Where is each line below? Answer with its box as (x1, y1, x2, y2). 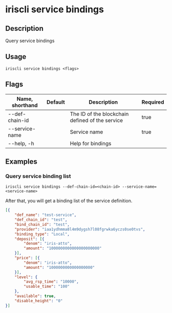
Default (47, 99, 65, 106)
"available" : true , (14, 294, 56, 299)
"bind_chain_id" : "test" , (14, 222, 70, 227)
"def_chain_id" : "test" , (14, 217, 68, 223)
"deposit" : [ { (14, 236, 45, 242)
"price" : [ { (14, 256, 40, 261)
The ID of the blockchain (70, 110, 129, 118)
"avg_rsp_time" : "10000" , (24, 279, 79, 284)
